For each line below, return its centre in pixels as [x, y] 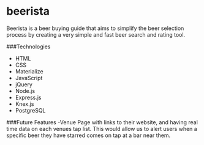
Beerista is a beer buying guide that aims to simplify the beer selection [95, 28]
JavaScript [29, 78]
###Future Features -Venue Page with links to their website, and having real [102, 122]
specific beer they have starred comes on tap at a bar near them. [89, 135]
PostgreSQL [30, 110]
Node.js [25, 91]
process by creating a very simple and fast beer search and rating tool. [96, 34]
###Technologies [28, 46]
